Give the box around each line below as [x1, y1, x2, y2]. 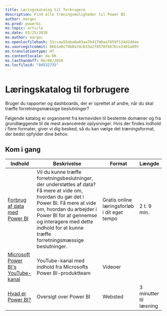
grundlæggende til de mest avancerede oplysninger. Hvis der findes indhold [5, 121, 161, 126]
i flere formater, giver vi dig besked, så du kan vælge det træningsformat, [5, 126, 155, 132]
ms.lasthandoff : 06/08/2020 [5, 58, 64, 63]
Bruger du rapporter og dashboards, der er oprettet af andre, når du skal [5, 100, 154, 107]
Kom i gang [5, 145, 41, 154]
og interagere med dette [36, 218, 93, 225]
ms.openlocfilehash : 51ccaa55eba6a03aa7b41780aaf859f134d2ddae [5, 40, 139, 45]
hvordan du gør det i [36, 193, 84, 200]
